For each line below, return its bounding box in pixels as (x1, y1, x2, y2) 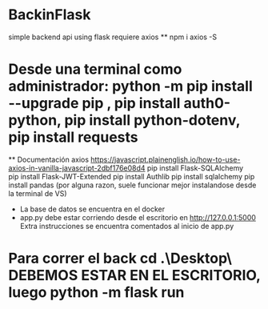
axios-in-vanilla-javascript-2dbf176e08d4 (8, 163, 146, 173)
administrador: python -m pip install (8, 78, 254, 95)
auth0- (183, 94, 230, 113)
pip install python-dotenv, (63, 111, 241, 130)
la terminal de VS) (8, 188, 67, 198)
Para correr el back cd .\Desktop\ (8, 250, 232, 267)
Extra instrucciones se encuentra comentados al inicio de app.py (19, 221, 234, 231)
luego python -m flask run (8, 283, 185, 302)
